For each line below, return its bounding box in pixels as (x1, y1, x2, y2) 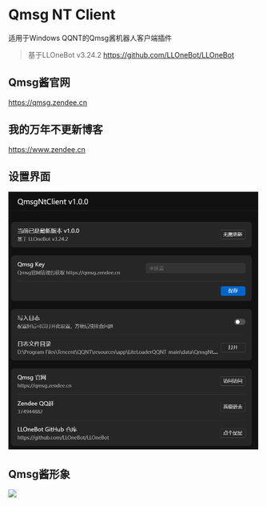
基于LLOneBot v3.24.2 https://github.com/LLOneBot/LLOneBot (27, 50, 234, 59)
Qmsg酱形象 (8, 467, 70, 481)
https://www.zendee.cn (8, 144, 86, 154)
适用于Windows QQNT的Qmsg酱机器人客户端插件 (8, 33, 172, 42)
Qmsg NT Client (8, 6, 116, 24)
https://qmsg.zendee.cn (8, 98, 88, 107)
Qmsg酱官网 (8, 76, 70, 90)
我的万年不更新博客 (8, 122, 103, 137)
